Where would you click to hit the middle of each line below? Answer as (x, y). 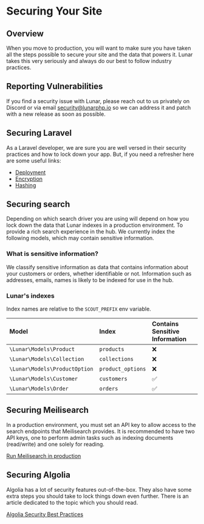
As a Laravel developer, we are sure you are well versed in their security (96, 147)
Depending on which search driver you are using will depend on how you (98, 219)
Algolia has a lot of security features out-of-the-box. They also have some (99, 489)
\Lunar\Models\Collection (47, 359)
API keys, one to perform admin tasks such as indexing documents (90, 437)
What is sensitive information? (53, 254)
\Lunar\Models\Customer (44, 379)
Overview (25, 34)
